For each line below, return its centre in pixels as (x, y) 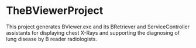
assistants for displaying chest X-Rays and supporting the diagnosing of (93, 32)
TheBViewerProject (55, 11)
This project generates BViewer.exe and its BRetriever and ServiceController (98, 27)
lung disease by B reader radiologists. (52, 39)
